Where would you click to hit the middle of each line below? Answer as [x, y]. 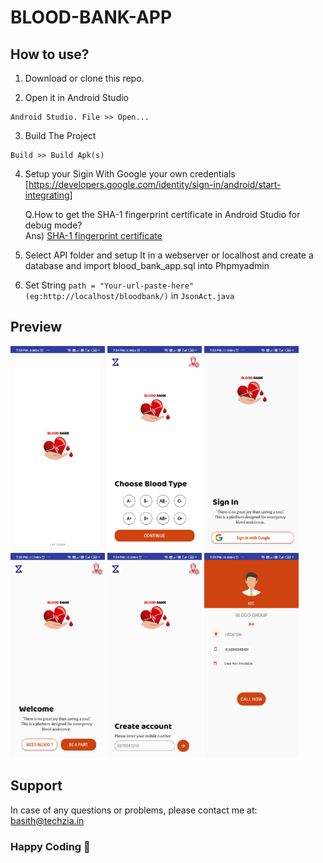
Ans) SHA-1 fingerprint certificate [93, 235]
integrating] [48, 195]
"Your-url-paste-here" [147, 286]
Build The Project [60, 135]
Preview [36, 327]
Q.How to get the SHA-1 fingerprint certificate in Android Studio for [162, 214]
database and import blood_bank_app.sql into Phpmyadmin [147, 265]
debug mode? [53, 225]
